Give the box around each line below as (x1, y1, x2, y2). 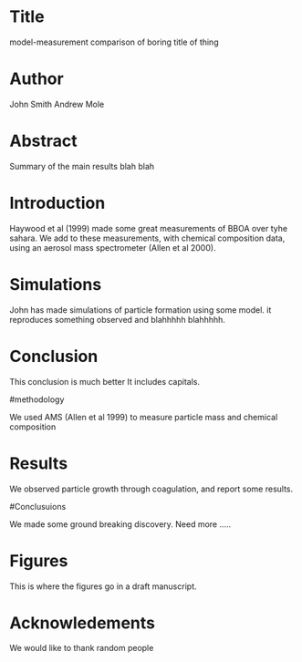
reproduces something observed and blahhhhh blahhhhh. (9, 314, 226, 325)
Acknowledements (9, 613, 155, 633)
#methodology (9, 394, 65, 405)
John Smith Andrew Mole (9, 98, 105, 109)
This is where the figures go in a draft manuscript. (9, 581, 197, 592)
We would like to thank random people (9, 643, 154, 654)
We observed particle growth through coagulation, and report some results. (9, 483, 294, 494)
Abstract (9, 130, 78, 151)
